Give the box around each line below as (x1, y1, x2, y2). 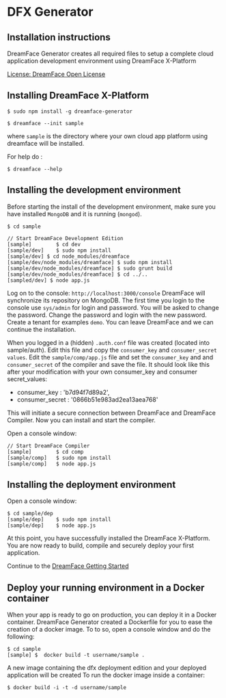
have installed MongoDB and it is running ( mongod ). (7, 209, 142, 218)
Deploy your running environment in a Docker (7, 582, 205, 593)
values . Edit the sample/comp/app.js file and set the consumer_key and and (7, 353, 214, 361)
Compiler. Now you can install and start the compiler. (7, 415, 156, 424)
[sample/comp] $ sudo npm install (7, 454, 111, 461)
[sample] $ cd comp (7, 448, 84, 455)
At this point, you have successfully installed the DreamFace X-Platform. (7, 534, 210, 543)
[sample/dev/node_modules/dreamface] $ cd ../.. (7, 271, 148, 278)
